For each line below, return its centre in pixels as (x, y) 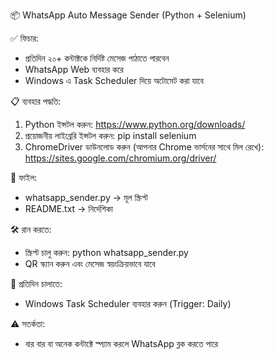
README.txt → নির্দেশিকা (68, 208)
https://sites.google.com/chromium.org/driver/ (120, 158)
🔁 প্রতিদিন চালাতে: (36, 283)
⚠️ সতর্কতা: (28, 323)
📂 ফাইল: (24, 177)
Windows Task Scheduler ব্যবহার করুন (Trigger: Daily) (128, 303)
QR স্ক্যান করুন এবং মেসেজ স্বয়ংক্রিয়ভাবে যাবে (90, 263)
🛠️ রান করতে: (31, 229)
